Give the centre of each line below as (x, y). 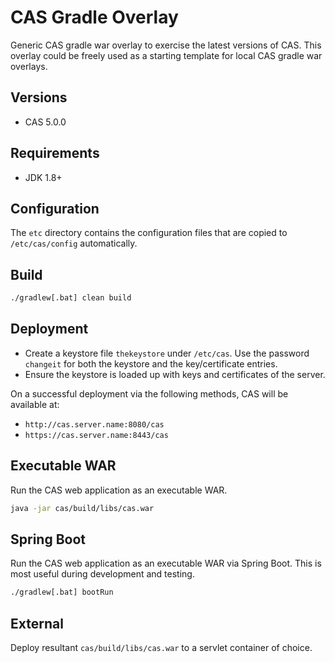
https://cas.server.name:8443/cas (96, 435)
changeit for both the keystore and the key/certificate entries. (151, 363)
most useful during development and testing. (102, 574)
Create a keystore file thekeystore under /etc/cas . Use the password (167, 353)
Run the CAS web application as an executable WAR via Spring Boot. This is (166, 563)
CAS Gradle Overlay (94, 17)
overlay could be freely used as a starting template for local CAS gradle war (166, 55)
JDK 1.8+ (43, 177)
